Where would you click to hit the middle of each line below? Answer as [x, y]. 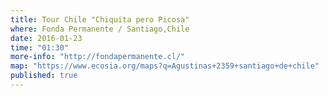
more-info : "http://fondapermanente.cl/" [98, 57]
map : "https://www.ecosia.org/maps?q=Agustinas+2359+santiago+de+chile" [165, 66]
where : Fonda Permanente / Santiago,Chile [100, 29]
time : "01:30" [40, 47]
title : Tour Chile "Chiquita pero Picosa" [100, 19]
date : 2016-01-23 [46, 38]
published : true [44, 76]
